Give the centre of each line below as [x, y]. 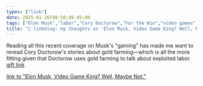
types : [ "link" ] [27, 12]
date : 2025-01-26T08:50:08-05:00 [48, 17]
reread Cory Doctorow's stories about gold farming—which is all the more [98, 52]
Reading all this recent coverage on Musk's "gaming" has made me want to [100, 46]
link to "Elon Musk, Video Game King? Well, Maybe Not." [76, 76]
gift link [15, 65]
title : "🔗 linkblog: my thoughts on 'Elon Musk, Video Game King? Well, [100, 29]
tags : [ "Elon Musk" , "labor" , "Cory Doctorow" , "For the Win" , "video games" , [102, 23]
